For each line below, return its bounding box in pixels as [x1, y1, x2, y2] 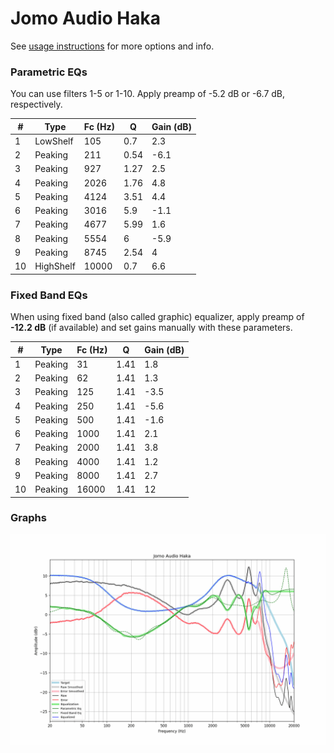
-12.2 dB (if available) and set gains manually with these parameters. [10, 322, 293, 334]
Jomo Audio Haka [10, 7, 161, 30]
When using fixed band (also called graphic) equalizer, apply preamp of [10, 311, 305, 323]
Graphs [10, 511, 47, 525]
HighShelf [34, 260, 76, 272]
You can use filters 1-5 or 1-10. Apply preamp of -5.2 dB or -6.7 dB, [10, 88, 286, 100]
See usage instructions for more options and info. [10, 40, 215, 52]
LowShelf [34, 135, 74, 147]
